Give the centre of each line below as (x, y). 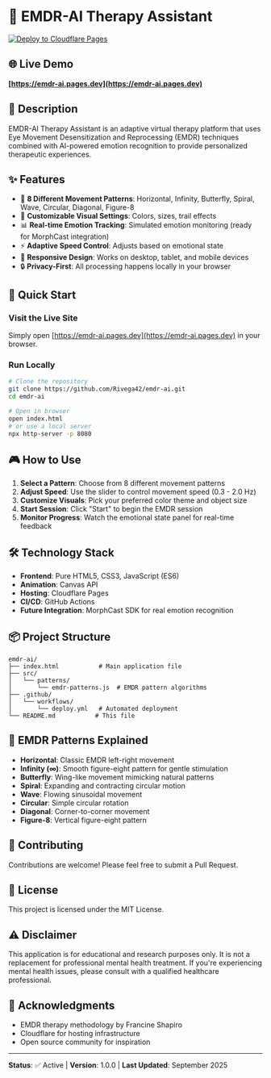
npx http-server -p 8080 (50, 434)
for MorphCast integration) (65, 236)
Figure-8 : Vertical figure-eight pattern (83, 820)
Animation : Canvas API (59, 585)
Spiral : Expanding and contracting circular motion (102, 785)
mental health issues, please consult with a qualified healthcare (114, 971)
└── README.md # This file (72, 716)
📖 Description (43, 109)
